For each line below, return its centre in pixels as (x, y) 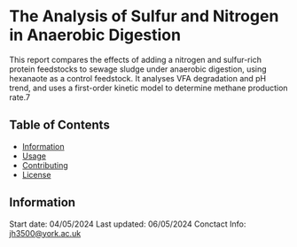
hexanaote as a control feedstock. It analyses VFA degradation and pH (138, 78)
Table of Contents (60, 125)
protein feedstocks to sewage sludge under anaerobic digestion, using (138, 69)
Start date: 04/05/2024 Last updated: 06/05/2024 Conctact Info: (128, 224)
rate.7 (20, 97)
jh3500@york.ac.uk (45, 233)
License (36, 174)
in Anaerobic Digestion (95, 35)
